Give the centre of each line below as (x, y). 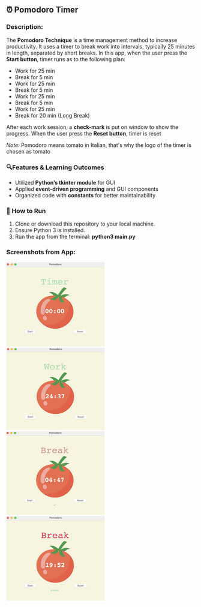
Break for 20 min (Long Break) (52, 115)
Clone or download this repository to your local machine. (85, 224)
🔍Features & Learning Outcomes (55, 167)
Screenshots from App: (41, 253)
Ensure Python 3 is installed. (50, 230)
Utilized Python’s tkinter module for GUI (65, 182)
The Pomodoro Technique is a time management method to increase (92, 40)
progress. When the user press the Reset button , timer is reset (84, 133)
